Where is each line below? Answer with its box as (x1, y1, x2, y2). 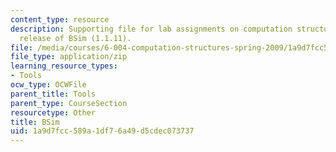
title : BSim (10, 117, 60, 127)
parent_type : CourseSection (10, 98, 128, 108)
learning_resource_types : (10, 61, 118, 71)
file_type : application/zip (10, 52, 128, 62)
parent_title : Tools (10, 89, 97, 99)
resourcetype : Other (10, 107, 97, 118)
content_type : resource (10, 14, 110, 25)
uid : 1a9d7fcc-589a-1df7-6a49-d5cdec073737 (10, 126, 195, 136)
